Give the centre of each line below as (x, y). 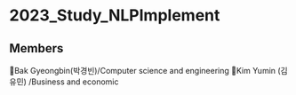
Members (36, 48)
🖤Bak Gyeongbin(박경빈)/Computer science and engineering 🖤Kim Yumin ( (145, 71)
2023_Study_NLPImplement (115, 16)
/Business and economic (73, 82)
